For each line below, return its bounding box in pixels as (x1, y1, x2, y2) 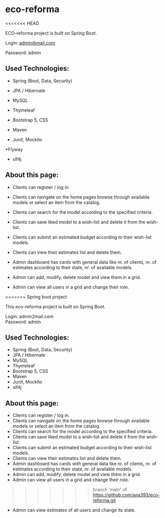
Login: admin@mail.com (5, 39, 55, 46)
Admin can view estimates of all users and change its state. (12, 507, 136, 513)
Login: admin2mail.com (5, 313, 54, 319)
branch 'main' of (93, 487, 127, 493)
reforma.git (93, 497, 116, 503)
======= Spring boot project (5, 294, 67, 300)
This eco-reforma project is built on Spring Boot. (5, 303, 106, 309)
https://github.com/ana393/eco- (93, 492, 160, 498)
